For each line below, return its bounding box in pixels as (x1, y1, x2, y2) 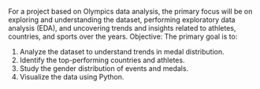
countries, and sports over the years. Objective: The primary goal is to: (8, 32, 238, 41)
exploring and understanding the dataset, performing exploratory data (8, 15, 236, 24)
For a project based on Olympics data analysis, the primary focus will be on (8, 7, 253, 16)
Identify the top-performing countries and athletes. (19, 55, 185, 65)
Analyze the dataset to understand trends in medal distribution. (19, 47, 225, 56)
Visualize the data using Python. (19, 72, 124, 81)
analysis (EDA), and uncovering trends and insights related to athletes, (8, 24, 236, 32)
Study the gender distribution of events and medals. (19, 64, 189, 73)
